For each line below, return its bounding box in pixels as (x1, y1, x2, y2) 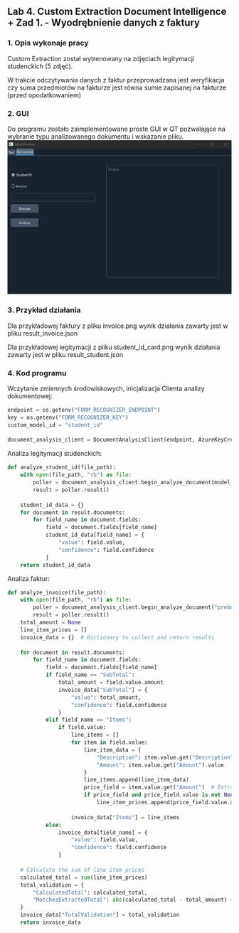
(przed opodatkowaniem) (7, 90, 82, 99)
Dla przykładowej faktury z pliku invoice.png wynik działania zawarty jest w (7, 321, 228, 330)
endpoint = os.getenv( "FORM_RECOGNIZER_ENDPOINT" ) (7, 406, 161, 413)
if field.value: (58, 724, 107, 731)
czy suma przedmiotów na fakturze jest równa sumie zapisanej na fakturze (7, 83, 227, 92)
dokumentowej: (7, 391, 53, 400)
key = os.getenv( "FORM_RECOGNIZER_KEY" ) (7, 414, 129, 421)
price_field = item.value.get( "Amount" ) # (83, 784, 215, 791)
